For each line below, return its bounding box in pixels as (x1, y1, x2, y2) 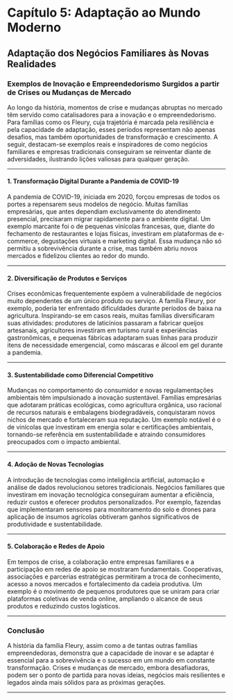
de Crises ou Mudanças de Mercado (7, 87, 132, 97)
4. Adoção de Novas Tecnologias (7, 460, 104, 469)
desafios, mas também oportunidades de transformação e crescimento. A (7, 133, 218, 141)
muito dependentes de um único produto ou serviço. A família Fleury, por (7, 297, 216, 305)
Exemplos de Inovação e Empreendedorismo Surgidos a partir (7, 78, 220, 88)
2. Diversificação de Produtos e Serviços (7, 274, 128, 282)
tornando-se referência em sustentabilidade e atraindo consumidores (7, 430, 206, 438)
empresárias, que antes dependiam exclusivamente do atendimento (7, 207, 201, 216)
